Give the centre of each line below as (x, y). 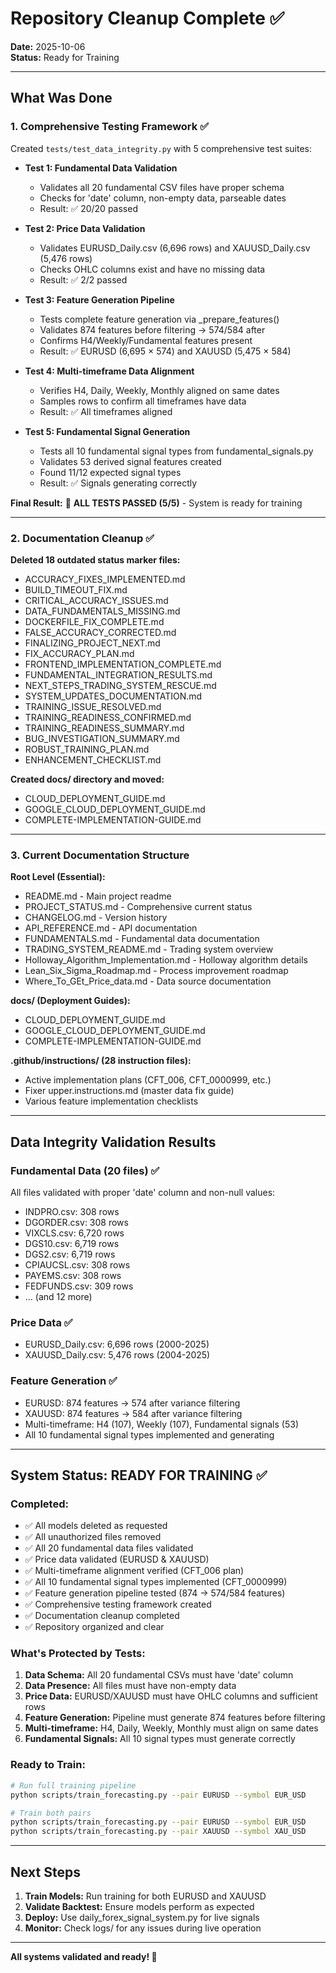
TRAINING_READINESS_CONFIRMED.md (108, 717)
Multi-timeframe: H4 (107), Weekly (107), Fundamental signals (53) (161, 1424)
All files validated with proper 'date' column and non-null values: (143, 1192)
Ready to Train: (48, 1765)
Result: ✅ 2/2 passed (83, 279)
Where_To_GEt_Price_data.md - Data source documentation (148, 981)
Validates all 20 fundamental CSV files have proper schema (162, 187)
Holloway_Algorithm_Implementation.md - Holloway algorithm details (166, 960)
